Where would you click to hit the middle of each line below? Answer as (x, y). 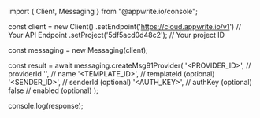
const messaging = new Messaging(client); (78, 50)
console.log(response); (46, 106)
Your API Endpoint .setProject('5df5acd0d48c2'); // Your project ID (117, 35)
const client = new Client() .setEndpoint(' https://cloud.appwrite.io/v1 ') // (125, 26)
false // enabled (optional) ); (53, 90)
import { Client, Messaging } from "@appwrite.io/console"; (103, 11)
